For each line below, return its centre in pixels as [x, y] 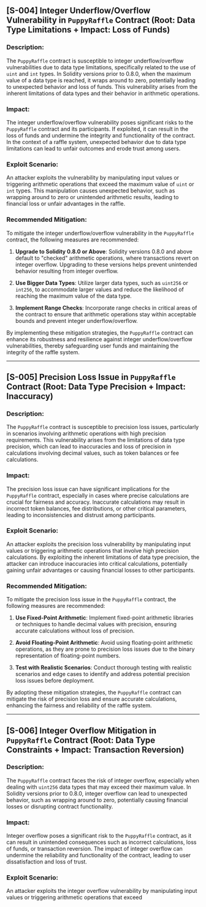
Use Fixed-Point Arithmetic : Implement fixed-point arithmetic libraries [105, 618]
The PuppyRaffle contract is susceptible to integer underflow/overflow [95, 61]
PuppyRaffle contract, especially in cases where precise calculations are [97, 495]
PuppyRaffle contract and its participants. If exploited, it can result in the [97, 129]
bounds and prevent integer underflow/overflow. [76, 321]
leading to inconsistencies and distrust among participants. [81, 515]
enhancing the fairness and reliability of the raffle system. [79, 705]
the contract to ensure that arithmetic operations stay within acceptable [106, 314]
